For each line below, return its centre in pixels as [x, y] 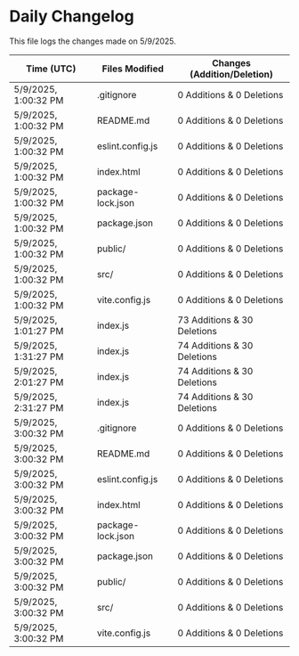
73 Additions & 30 [215, 320]
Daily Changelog [72, 16]
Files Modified [133, 69]
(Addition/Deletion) [232, 74]
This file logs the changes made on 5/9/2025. [93, 41]
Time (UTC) [51, 69]
